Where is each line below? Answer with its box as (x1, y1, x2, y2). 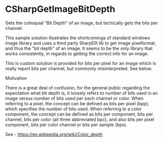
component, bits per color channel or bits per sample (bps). (5, 122, 128, 128)
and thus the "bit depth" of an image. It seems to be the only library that (5, 45, 153, 51)
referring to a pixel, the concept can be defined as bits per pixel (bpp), (5, 100, 150, 106)
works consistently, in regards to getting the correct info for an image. (5, 51, 149, 57)
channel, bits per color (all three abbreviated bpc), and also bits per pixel (5, 116, 155, 122)
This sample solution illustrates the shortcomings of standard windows (5, 35, 151, 41)
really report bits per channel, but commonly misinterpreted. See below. (5, 66, 153, 71)
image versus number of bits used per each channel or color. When (5, 95, 144, 101)
